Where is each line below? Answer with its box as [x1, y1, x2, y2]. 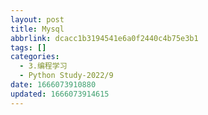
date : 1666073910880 [10, 80, 97, 90]
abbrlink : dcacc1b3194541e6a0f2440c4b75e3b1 [10, 33, 199, 43]
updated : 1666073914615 [10, 89, 110, 99]
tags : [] [10, 42, 47, 53]
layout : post [10, 14, 65, 25]
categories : [10, 52, 60, 62]
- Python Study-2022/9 [19, 71, 114, 81]
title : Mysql [10, 24, 65, 34]
